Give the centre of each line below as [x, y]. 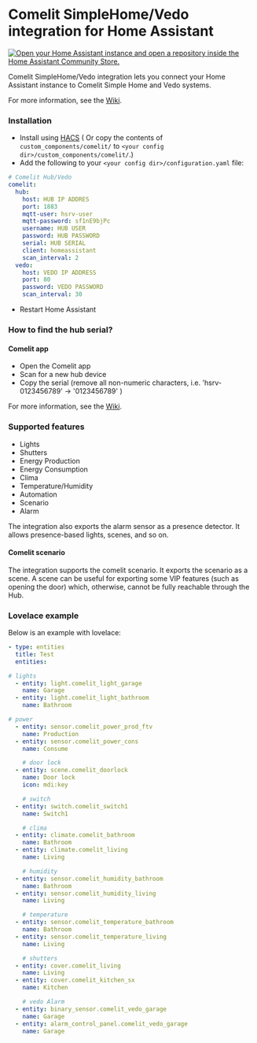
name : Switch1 [45, 814]
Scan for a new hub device [63, 375]
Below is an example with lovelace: [65, 633]
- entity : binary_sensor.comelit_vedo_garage [91, 1009]
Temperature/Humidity [56, 486]
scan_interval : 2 [51, 257]
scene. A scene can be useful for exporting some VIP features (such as [124, 578]
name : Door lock [49, 778]
